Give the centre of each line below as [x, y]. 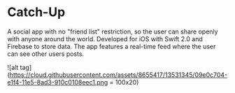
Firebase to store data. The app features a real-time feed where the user [112, 46]
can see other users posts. [46, 54]
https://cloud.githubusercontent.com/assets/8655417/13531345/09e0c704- [119, 75]
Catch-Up [36, 12]
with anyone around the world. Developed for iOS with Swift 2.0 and [105, 38]
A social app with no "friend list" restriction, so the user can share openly [113, 31]
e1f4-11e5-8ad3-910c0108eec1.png [58, 82]
